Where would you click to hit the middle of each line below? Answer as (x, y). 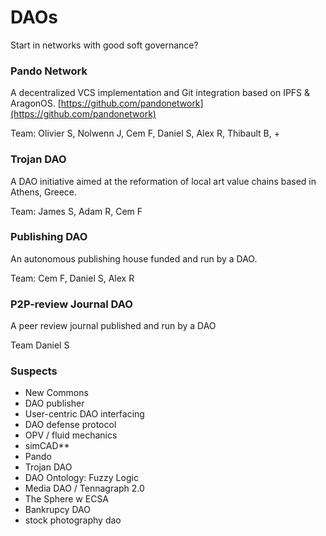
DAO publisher (54, 403)
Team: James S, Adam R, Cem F (76, 211)
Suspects (34, 371)
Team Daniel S (40, 345)
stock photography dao (73, 520)
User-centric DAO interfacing (84, 414)
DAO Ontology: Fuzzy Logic (81, 478)
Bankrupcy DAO (57, 510)
